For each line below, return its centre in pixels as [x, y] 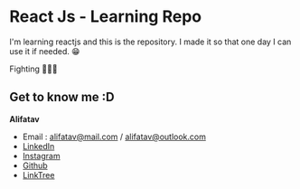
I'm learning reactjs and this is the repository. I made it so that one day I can [150, 42]
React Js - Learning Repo [105, 17]
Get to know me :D [62, 97]
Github [35, 165]
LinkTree [38, 175]
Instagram [41, 156]
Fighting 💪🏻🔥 [33, 69]
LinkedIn [38, 146]
